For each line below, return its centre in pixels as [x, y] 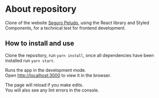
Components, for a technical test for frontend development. [65, 28]
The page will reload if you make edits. [44, 85]
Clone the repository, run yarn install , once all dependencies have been [79, 55]
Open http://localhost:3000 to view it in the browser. [58, 75]
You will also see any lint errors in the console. [52, 90]
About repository [41, 9]
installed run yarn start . [30, 61]
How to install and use [40, 44]
